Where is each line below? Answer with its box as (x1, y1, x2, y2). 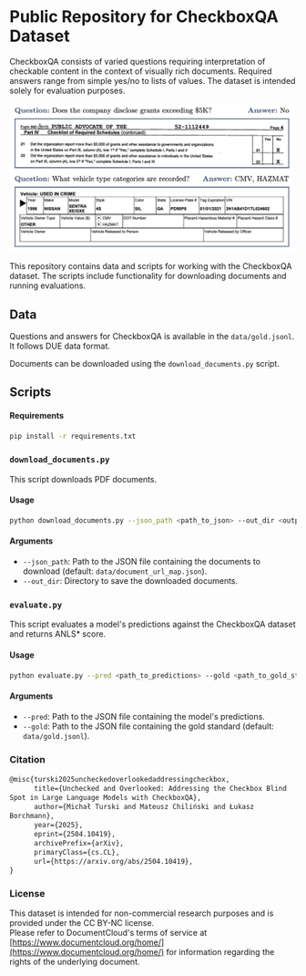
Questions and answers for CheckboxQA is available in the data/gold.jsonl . (9, 331, 295, 341)
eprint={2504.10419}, (33, 829, 117, 838)
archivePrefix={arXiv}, (33, 838, 125, 847)
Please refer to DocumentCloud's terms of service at (9, 928, 208, 939)
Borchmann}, (9, 811, 55, 820)
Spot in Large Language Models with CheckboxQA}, (9, 793, 202, 802)
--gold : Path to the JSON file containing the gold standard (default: (22, 721, 275, 732)
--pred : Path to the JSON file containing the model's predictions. (22, 711, 266, 722)
